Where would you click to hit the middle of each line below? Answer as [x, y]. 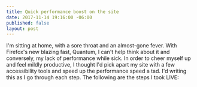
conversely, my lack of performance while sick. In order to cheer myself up [99, 58]
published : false [28, 23]
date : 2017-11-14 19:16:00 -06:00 [49, 17]
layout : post [22, 28]
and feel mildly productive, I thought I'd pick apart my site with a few [91, 65]
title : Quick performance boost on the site [63, 12]
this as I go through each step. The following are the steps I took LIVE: [93, 77]
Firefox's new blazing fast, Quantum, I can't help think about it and [88, 52]
